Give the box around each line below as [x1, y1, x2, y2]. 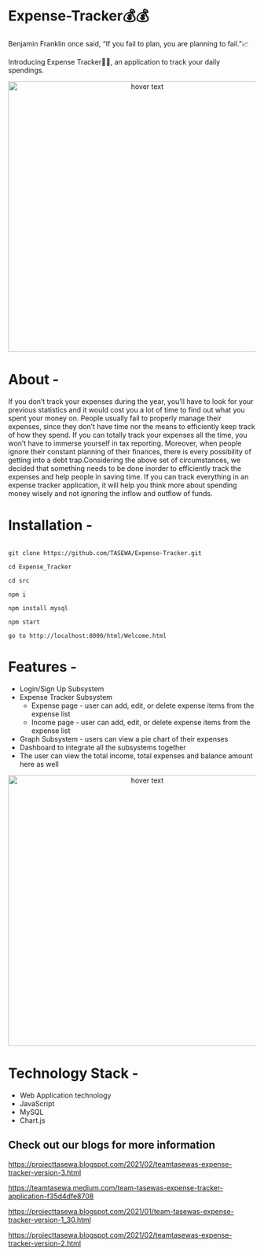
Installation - [8, 516, 93, 535]
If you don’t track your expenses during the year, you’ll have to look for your [8, 396, 254, 406]
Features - [8, 658, 77, 676]
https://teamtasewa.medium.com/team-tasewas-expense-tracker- [8, 1183, 224, 1192]
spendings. [8, 65, 45, 75]
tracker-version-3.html [8, 1168, 82, 1177]
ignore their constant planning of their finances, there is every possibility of [8, 446, 251, 456]
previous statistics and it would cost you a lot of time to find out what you [8, 405, 245, 414]
